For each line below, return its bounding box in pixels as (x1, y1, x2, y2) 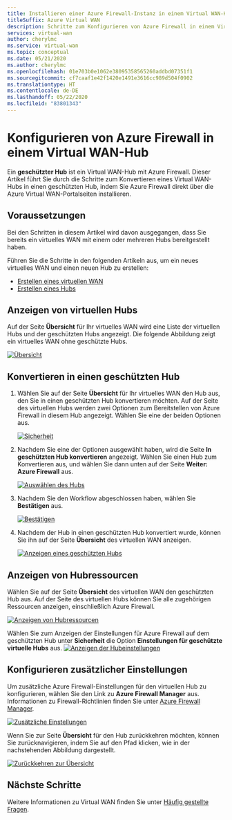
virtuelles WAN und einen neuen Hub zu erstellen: (7, 264, 149, 272)
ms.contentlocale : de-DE (7, 87, 79, 94)
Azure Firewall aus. (17, 468, 74, 476)
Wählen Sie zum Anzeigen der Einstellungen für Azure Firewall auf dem (7, 629, 210, 637)
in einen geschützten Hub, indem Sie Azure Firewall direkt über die (23, 182, 214, 190)
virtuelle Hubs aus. (7, 644, 62, 653)
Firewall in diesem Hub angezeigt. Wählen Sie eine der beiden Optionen (17, 411, 221, 419)
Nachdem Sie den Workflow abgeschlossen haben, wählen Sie (17, 494, 196, 502)
